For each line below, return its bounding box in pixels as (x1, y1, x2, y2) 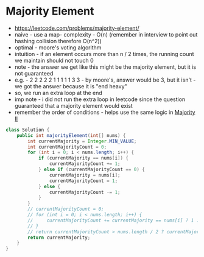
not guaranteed (14, 69, 54, 77)
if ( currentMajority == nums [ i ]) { (38, 155, 129, 161)
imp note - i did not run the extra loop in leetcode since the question (14, 96, 186, 103)
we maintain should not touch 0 (14, 57, 94, 64)
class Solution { (5, 127, 50, 133)
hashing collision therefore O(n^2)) (14, 37, 102, 44)
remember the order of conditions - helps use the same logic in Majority (14, 108, 195, 116)
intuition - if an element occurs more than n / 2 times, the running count (14, 50, 194, 57)
